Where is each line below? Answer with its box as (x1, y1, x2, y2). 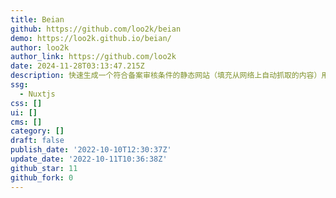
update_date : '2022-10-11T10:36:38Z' (10, 154, 168, 164)
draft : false (10, 136, 65, 146)
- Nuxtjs (19, 89, 56, 99)
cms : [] (10, 117, 43, 127)
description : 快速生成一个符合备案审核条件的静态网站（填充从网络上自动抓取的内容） (10, 71, 322, 81)
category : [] (10, 126, 65, 136)
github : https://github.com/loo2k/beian (10, 24, 182, 34)
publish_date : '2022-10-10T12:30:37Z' (10, 145, 172, 155)
